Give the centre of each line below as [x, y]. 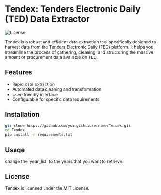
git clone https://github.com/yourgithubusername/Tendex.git [68, 126]
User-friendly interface [35, 94]
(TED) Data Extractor [47, 19]
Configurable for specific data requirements [56, 99]
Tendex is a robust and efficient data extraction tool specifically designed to [80, 42]
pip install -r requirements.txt [39, 135]
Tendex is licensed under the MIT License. [47, 188]
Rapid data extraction [33, 84]
